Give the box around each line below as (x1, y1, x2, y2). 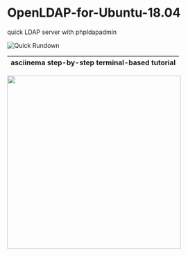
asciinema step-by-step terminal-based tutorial (10, 58, 176, 67)
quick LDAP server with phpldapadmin (7, 28, 117, 36)
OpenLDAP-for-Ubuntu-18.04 (7, 5, 181, 21)
